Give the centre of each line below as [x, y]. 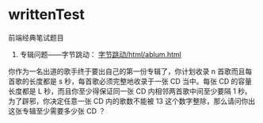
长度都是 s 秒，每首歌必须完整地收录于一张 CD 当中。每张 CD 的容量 [140, 81]
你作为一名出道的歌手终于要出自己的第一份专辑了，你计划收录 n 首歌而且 [127, 71]
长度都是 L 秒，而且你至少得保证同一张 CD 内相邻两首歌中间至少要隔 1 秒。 [130, 91]
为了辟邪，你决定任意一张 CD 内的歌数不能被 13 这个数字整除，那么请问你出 [132, 101]
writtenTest [47, 15]
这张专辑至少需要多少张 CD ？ [57, 111]
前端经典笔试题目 [36, 37]
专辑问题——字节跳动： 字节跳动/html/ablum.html [101, 54]
